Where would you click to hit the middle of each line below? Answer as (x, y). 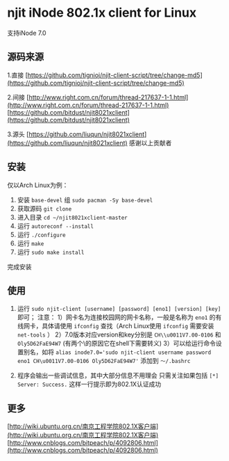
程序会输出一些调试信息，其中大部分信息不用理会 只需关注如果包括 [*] (118, 375)
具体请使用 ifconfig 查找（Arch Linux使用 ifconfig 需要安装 (128, 326)
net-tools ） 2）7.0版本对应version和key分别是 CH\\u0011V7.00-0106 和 (119, 334)
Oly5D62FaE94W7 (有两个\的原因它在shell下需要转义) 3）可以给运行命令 (117, 343)
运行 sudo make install (51, 252)
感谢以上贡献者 (150, 143)
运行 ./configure (41, 234)
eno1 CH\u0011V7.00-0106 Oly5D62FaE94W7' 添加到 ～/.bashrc (104, 361)
